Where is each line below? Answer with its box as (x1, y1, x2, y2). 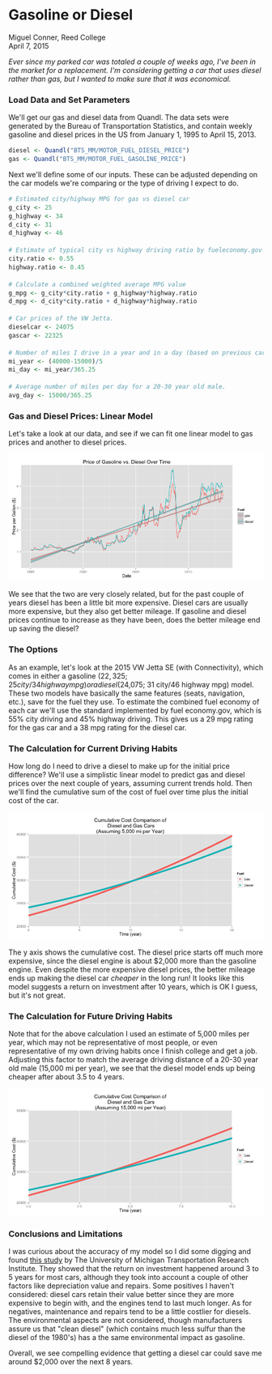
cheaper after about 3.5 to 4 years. (8, 1072, 125, 1082)
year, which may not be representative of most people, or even (8, 1038, 218, 1048)
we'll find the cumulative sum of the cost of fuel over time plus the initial (8, 787, 249, 797)
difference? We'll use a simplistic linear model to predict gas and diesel (8, 769, 245, 779)
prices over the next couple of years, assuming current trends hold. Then (8, 778, 253, 788)
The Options (8, 644, 58, 655)
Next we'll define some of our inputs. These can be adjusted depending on (8, 169, 258, 179)
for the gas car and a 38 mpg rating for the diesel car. (8, 722, 188, 732)
